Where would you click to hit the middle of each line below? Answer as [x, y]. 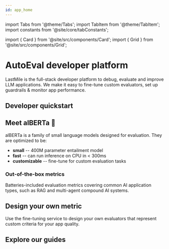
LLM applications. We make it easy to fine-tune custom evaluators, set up [81, 84]
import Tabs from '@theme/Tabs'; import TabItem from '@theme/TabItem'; [83, 24]
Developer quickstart [39, 106]
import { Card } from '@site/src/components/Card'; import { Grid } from [79, 39]
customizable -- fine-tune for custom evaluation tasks [69, 161]
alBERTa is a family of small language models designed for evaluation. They [84, 135]
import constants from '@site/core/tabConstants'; [57, 30]
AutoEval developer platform [67, 65]
